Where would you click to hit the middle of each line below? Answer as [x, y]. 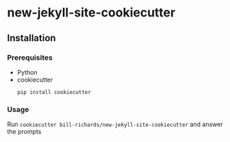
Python [27, 72]
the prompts [24, 132]
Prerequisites [30, 58]
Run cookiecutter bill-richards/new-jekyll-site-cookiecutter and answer [115, 124]
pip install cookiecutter [54, 92]
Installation [31, 38]
